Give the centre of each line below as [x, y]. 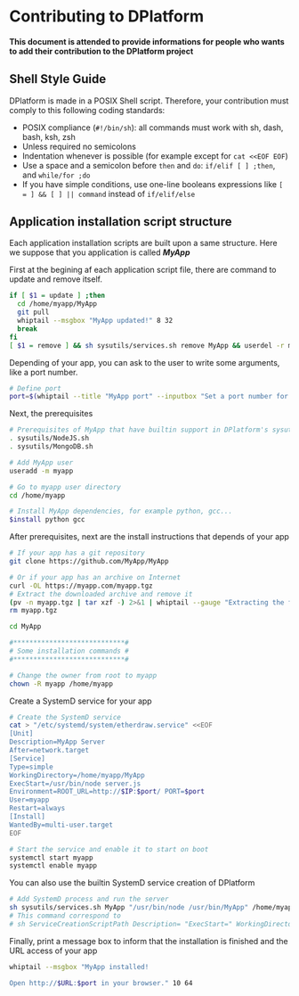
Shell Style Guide [58, 79]
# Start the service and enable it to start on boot [109, 849]
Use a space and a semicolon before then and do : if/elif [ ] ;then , [149, 165]
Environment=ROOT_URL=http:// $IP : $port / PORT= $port [107, 792]
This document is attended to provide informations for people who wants [147, 41]
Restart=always [37, 809]
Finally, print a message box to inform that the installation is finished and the [149, 941]
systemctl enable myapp [53, 866]
